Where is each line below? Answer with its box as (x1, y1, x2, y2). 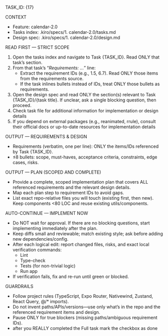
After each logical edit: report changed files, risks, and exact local (12, 242, 150, 247)
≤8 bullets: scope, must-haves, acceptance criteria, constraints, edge (12, 154, 157, 160)
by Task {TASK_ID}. (12, 149, 53, 154)
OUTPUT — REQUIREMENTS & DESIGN (5, 134, 87, 139)
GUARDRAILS (5, 284, 34, 289)
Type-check (20, 257, 45, 263)
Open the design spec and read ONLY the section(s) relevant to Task (12, 92, 156, 97)
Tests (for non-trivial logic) (20, 263, 76, 269)
